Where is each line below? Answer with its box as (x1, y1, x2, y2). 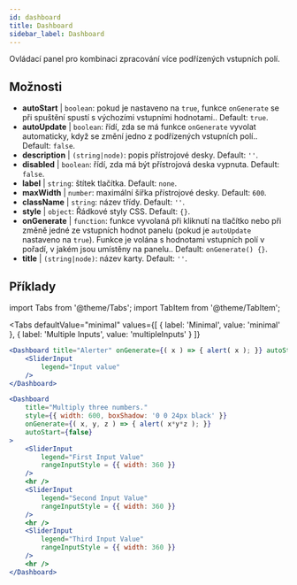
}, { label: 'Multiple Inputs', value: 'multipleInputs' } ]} (9, 329, 201, 339)
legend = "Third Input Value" (41, 535, 144, 544)
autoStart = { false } (25, 427, 93, 436)
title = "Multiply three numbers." (25, 404, 148, 412)
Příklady (9, 279, 57, 294)
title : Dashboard (9, 21, 73, 30)
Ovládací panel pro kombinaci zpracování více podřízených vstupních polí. (9, 54, 280, 65)
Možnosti (9, 79, 63, 94)
